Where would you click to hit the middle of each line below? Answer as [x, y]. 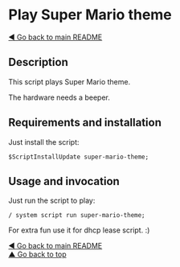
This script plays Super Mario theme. [70, 81]
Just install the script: [44, 142]
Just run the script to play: [52, 201]
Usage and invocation [64, 181]
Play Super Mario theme [90, 15]
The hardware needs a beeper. [59, 97]
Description [38, 62]
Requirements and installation [85, 123]
